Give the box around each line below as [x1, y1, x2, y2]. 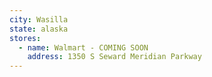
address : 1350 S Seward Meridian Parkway [27, 52, 202, 62]
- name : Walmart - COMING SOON [18, 42, 149, 53]
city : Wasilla [9, 14, 69, 25]
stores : [9, 33, 42, 43]
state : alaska [9, 24, 69, 34]
